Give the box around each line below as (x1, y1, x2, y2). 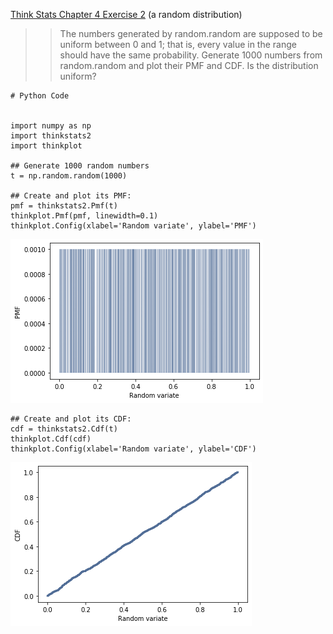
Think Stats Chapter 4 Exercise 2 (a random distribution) (10, 9, 243, 20)
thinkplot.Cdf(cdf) (10, 434, 92, 444)
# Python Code (10, 91, 70, 101)
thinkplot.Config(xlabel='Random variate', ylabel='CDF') (10, 444, 257, 454)
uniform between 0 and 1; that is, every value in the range (59, 39, 297, 50)
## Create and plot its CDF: (10, 414, 132, 424)
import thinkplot (10, 141, 83, 151)
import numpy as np (10, 121, 92, 131)
